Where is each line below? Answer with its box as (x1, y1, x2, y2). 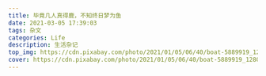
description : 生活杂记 (8, 41, 78, 49)
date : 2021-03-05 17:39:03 (8, 19, 97, 27)
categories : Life (8, 33, 66, 42)
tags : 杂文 (8, 26, 42, 34)
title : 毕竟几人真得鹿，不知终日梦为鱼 (8, 11, 122, 20)
